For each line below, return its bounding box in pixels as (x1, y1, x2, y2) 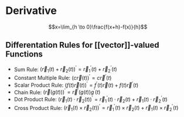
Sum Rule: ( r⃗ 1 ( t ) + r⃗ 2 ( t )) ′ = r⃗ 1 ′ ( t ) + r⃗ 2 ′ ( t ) (13, 65, 118, 74)
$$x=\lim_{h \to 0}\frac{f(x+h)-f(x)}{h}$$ (48, 23, 148, 30)
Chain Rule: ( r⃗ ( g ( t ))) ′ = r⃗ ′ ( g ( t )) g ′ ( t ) (13, 87, 101, 95)
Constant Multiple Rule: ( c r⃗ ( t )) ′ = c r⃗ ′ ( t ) (13, 73, 112, 81)
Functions (5, 49, 43, 59)
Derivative (5, 4, 57, 17)
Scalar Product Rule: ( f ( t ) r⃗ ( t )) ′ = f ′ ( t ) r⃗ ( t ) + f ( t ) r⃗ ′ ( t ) (13, 80, 139, 88)
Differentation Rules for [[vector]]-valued (5, 40, 159, 50)
